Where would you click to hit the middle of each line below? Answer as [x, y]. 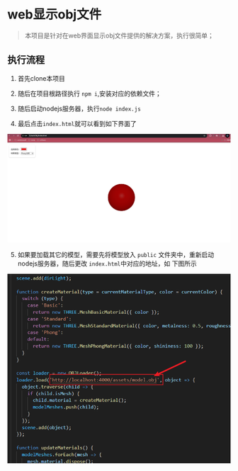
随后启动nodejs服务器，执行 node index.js [79, 108]
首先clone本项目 [41, 78]
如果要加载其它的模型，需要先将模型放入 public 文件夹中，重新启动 [116, 254]
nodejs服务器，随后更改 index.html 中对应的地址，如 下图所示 [107, 263]
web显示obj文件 [55, 15]
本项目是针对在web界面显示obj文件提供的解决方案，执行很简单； [119, 35]
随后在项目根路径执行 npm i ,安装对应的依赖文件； [89, 93]
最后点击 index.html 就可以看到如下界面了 [77, 123]
